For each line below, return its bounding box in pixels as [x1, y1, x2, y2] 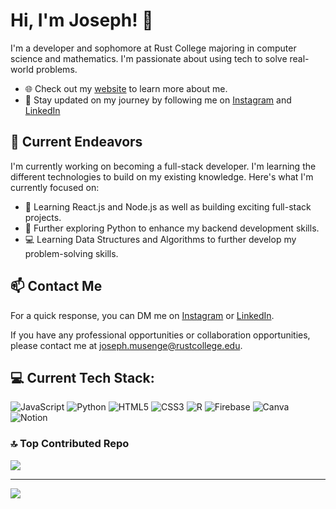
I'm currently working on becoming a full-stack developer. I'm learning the [10, 160, 317, 172]
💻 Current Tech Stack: [10, 369, 155, 386]
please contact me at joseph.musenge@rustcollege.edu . [10, 339, 243, 351]
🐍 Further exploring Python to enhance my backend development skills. [24, 222, 320, 234]
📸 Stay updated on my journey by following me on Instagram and [24, 94, 292, 106]
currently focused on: [10, 181, 100, 193]
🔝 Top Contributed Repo [10, 437, 130, 451]
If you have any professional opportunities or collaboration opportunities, [10, 329, 311, 341]
